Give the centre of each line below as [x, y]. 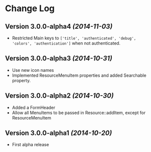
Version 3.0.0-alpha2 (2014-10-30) [59, 96]
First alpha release [30, 145]
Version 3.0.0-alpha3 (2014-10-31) [59, 59]
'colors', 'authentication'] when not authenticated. [66, 43]
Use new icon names [33, 70]
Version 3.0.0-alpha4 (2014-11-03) [59, 26]
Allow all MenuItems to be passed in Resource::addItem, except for [79, 113]
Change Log [30, 8]
